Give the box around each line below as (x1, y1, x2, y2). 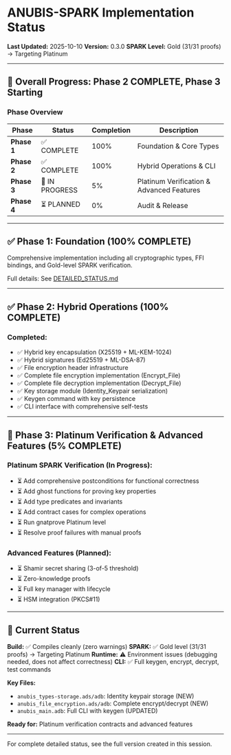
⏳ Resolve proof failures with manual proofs (16, 528, 142, 537)
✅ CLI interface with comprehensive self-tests (16, 402, 148, 411)
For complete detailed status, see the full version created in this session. (7, 739, 212, 748)
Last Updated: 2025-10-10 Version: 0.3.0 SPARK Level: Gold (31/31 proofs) (7, 42, 221, 50)
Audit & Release (137, 200, 188, 210)
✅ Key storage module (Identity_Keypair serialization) (16, 387, 168, 395)
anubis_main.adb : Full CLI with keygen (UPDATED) (16, 706, 158, 714)
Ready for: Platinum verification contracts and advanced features (7, 720, 193, 728)
